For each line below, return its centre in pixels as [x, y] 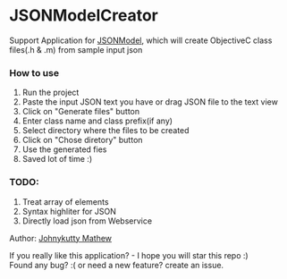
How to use [34, 72]
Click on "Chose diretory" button [82, 140]
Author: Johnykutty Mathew [61, 238]
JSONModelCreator [84, 16]
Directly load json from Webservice [87, 221]
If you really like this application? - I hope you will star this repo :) [129, 255]
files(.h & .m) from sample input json [76, 49]
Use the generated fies [64, 149]
